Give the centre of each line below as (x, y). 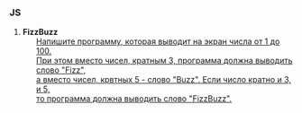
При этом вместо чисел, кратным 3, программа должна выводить (164, 61)
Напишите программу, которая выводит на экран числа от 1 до (158, 41)
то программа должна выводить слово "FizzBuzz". (134, 99)
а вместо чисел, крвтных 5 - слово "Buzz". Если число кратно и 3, (163, 80)
